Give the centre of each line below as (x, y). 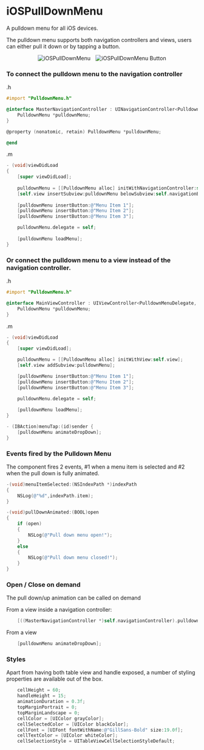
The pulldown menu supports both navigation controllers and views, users (99, 40)
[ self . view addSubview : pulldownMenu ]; (66, 366)
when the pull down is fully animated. (53, 473)
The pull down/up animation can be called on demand (74, 598)
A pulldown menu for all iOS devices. (52, 28)
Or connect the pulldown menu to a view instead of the (89, 260)
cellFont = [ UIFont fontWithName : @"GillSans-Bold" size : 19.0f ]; (100, 730)
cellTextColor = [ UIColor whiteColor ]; (68, 735)
